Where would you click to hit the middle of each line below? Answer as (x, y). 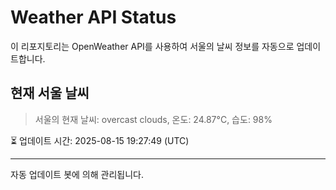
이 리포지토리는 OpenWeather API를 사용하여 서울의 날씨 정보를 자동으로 (152, 46)
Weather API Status (93, 17)
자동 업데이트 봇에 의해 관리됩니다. (77, 174)
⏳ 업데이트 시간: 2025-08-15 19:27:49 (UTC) (100, 140)
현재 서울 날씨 (50, 93)
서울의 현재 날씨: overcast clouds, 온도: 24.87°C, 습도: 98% (153, 119)
